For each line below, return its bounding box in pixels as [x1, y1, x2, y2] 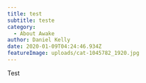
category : [7, 23, 36, 30]
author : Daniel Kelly [7, 37, 71, 44]
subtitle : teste [7, 17, 55, 24]
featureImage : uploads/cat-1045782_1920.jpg [7, 50, 140, 57]
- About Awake [13, 30, 55, 37]
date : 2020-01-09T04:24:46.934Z [7, 43, 102, 50]
